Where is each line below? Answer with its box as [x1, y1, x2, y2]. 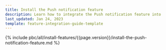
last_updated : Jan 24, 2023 [5, 16, 64, 21]
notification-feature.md [5, 40, 53, 46]
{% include [5, 35, 28, 41]
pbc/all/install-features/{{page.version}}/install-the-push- [28, 35, 147, 41]
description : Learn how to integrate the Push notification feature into [5, 12, 162, 17]
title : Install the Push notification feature [5, 7, 103, 12]
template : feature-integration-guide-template [5, 21, 103, 26]
